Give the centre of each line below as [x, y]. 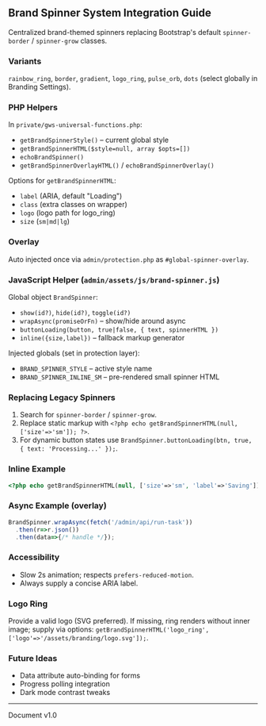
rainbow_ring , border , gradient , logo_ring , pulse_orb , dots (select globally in [133, 79]
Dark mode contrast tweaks [65, 693]
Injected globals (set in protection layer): [74, 353]
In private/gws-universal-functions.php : [75, 125]
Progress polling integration [65, 684]
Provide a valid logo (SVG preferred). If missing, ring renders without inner [129, 620]
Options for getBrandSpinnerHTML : [62, 181]
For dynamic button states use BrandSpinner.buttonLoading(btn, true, [136, 440]
